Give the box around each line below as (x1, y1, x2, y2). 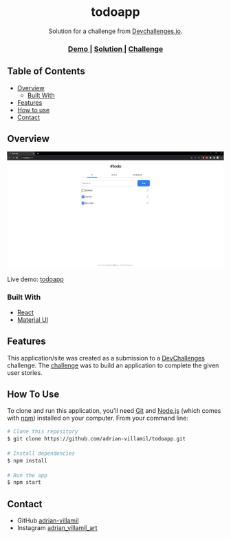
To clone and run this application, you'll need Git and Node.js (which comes (7, 407, 221, 415)
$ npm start (7, 479, 41, 486)
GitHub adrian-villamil (16, 516, 79, 525)
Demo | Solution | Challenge (67, 44, 164, 54)
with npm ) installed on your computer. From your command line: (7, 414, 189, 423)
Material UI (16, 315, 49, 324)
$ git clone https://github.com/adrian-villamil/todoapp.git (7, 436, 186, 443)
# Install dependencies (7, 449, 76, 457)
